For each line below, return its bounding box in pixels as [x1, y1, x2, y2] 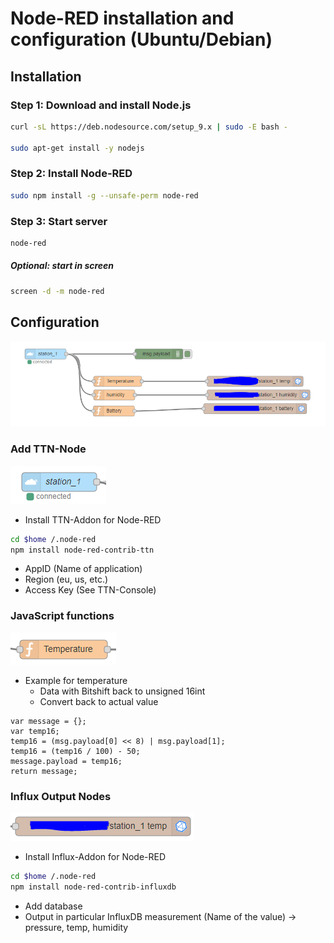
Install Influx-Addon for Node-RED [24, 850, 167, 862]
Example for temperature [24, 674, 128, 686]
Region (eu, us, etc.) [24, 573, 109, 586]
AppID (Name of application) [24, 563, 143, 575]
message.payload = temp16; [10, 756, 123, 766]
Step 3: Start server [10, 214, 108, 228]
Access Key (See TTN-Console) [24, 584, 157, 596]
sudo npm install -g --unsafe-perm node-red [10, 190, 199, 201]
